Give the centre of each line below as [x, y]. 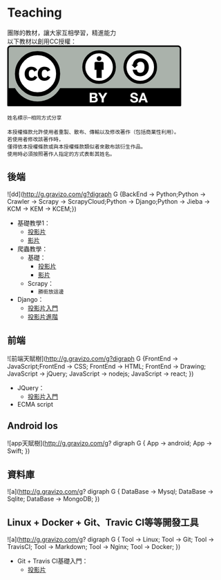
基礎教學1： [33, 223]
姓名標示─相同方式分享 [35, 118]
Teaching [35, 13]
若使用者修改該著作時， [36, 139]
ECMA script [35, 404]
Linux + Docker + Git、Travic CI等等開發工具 [103, 522]
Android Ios [33, 426]
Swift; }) [19, 451]
